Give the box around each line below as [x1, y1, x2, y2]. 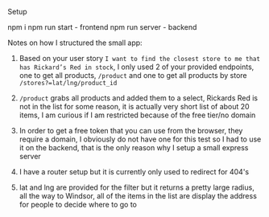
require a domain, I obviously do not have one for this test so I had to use [19, 134, 262, 144]
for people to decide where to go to [19, 200, 138, 209]
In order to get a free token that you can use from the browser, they [19, 126, 243, 135]
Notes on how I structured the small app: [7, 38, 143, 47]
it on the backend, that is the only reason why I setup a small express [19, 143, 249, 152]
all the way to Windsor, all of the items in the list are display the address [19, 191, 257, 200]
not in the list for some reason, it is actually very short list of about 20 [19, 102, 250, 111]
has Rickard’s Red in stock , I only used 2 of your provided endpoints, [19, 62, 255, 72]
